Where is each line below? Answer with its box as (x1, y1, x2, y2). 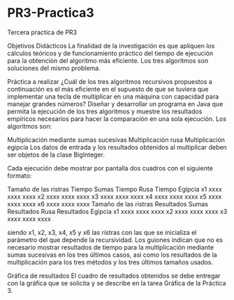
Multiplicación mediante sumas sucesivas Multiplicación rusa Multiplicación (7, 135, 226, 144)
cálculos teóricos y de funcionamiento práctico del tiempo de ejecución (7, 49, 214, 57)
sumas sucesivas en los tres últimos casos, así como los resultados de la (7, 250, 218, 259)
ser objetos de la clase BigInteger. (7, 150, 105, 159)
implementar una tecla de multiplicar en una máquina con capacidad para (7, 92, 219, 101)
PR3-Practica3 (7, 5, 94, 21)
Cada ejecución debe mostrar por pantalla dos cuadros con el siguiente (7, 164, 213, 172)
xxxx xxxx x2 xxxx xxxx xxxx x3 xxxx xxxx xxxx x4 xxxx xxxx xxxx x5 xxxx (7, 192, 222, 201)
